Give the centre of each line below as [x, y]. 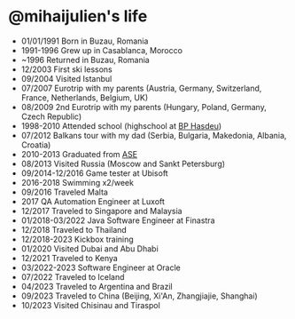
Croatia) [36, 145]
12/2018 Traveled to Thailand [74, 229]
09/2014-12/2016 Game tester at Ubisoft [95, 173]
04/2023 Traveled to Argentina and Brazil [97, 286]
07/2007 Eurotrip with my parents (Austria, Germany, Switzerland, [141, 88]
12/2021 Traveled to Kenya [70, 258]
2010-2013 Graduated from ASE [79, 154]
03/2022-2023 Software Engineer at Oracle [101, 267]
